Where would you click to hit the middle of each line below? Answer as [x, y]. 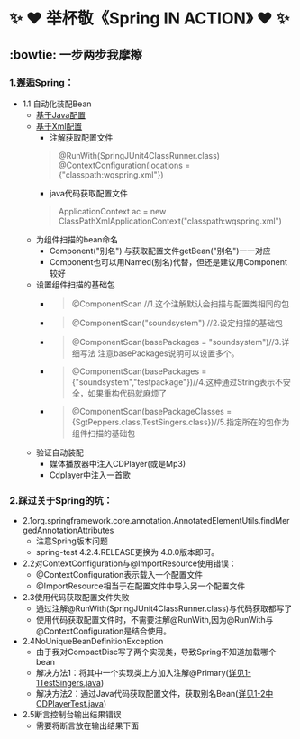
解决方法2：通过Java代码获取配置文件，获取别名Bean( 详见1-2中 [155, 694]
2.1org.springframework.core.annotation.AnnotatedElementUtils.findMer [156, 521]
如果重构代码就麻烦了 [127, 393]
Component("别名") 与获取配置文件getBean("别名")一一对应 [160, 251]
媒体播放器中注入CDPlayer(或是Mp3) [118, 463]
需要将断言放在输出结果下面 [87, 725]
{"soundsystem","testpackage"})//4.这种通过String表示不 [177, 382]
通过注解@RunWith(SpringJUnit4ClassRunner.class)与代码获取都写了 [164, 608]
